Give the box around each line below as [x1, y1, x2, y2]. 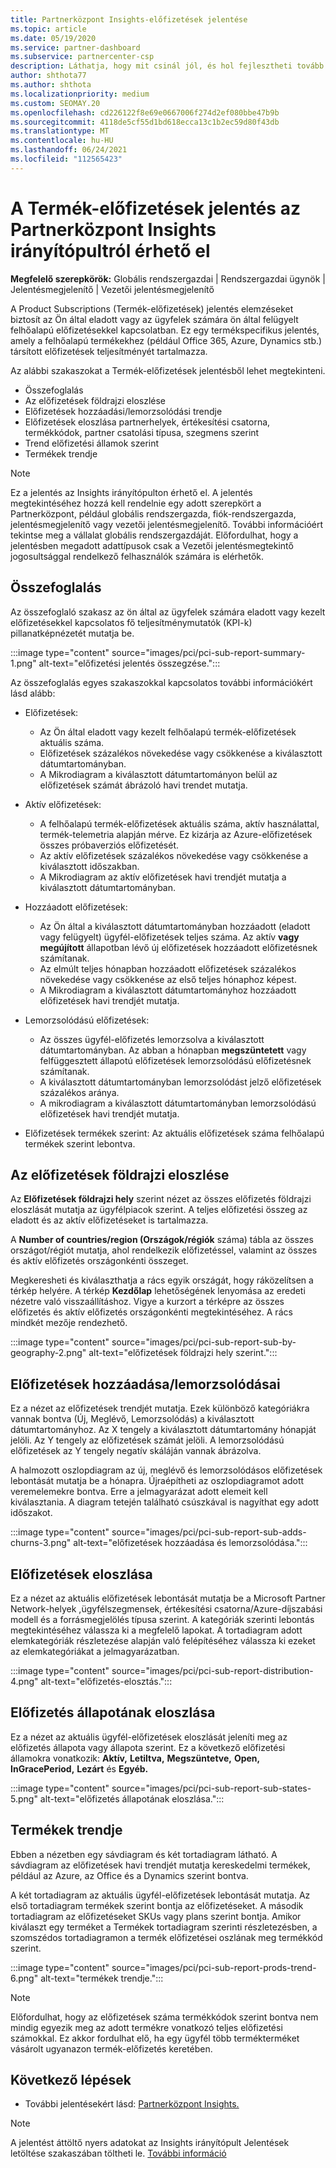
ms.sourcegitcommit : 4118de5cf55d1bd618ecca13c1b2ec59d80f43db [10, 117, 280, 127]
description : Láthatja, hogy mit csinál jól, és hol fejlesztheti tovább [10, 61, 325, 71]
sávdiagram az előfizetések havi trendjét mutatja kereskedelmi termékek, [10, 1859, 311, 1871]
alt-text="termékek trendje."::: [40, 1972, 164, 1984]
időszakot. [10, 1507, 53, 1519]
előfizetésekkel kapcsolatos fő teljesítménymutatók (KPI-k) [10, 616, 253, 628]
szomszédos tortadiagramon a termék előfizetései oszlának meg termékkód [10, 1931, 323, 1943]
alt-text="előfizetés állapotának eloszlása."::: [39, 1792, 225, 1805]
